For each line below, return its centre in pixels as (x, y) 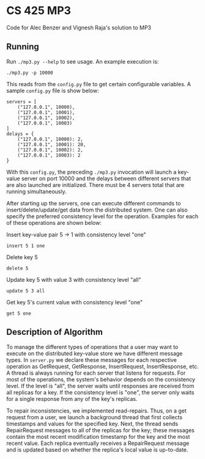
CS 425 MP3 (39, 11)
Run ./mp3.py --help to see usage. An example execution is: (83, 61)
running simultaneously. (36, 191)
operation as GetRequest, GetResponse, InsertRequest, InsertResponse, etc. (102, 366)
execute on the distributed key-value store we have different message (95, 353)
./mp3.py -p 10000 (30, 73)
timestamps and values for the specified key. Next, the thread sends (92, 424)
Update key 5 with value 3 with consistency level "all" (74, 279)
